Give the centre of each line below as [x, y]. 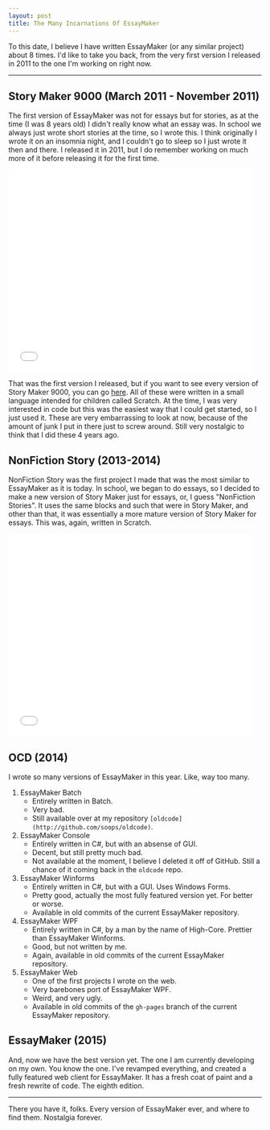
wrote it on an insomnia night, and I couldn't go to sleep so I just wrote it [127, 141]
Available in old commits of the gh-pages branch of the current [134, 1006]
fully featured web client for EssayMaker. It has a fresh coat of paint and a [131, 1077]
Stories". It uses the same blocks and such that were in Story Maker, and [129, 505]
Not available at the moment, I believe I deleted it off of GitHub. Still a [146, 861]
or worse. [48, 904]
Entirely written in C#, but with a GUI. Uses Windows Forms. [131, 887]
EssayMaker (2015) [57, 1041]
